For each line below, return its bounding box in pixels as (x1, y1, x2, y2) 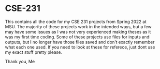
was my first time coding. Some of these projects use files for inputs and (5, 34, 150, 40)
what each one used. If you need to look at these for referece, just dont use (5, 44, 156, 50)
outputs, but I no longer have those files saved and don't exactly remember (5, 39, 155, 45)
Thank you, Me (5, 58, 35, 64)
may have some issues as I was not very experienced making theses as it (5, 29, 151, 34)
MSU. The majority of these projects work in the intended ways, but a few (5, 23, 152, 29)
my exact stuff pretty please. (5, 49, 62, 55)
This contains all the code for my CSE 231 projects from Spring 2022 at (5, 19, 146, 24)
